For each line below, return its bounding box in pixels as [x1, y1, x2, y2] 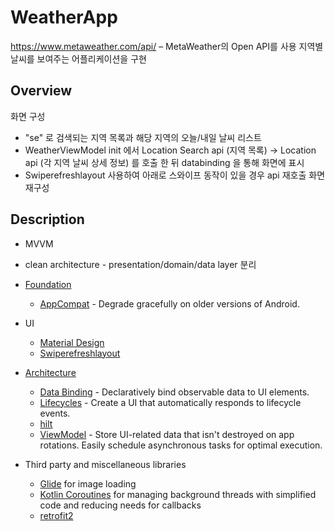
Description [10, 211, 85, 228]
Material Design [39, 336, 105, 348]
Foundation [24, 278, 72, 290]
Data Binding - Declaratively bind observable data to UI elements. [39, 386, 310, 398]
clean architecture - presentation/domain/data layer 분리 [24, 258, 257, 270]
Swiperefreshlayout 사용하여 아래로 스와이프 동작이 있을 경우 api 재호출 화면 [24, 169, 326, 181]
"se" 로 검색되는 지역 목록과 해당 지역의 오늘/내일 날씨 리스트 [24, 131, 262, 143]
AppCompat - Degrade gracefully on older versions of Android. [39, 297, 300, 310]
